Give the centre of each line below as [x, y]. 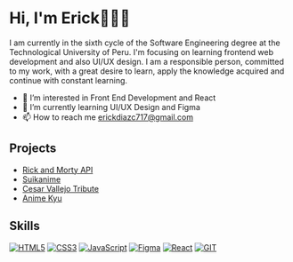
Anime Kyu [42, 198]
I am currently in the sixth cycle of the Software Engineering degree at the [145, 43]
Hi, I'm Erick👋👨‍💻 [70, 18]
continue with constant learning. [68, 80]
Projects [33, 149]
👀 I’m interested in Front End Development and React [119, 98]
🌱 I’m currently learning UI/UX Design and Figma [111, 107]
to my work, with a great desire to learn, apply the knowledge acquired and [147, 71]
